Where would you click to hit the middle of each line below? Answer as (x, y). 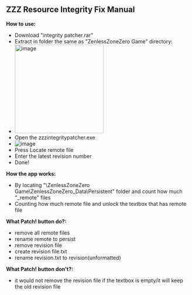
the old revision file (37, 286)
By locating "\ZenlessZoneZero (52, 185)
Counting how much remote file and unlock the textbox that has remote (100, 204)
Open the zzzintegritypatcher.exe (55, 137)
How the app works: (31, 174)
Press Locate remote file (44, 150)
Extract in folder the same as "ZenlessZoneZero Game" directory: (93, 41)
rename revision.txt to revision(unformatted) (68, 257)
